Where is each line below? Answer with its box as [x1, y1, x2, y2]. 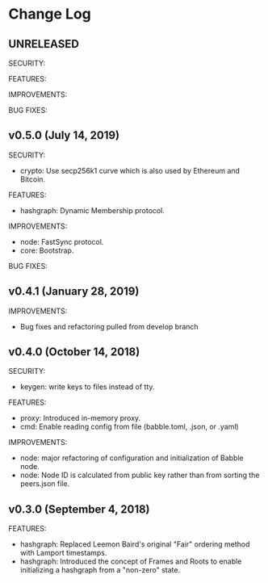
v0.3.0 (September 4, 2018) [8, 502, 151, 516]
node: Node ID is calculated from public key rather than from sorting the [19, 470, 260, 480]
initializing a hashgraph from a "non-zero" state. [19, 565, 180, 575]
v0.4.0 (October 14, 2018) [8, 345, 140, 359]
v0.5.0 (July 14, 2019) [8, 128, 119, 142]
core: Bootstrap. [19, 245, 74, 255]
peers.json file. [19, 479, 70, 489]
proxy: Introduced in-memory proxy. [19, 413, 141, 423]
